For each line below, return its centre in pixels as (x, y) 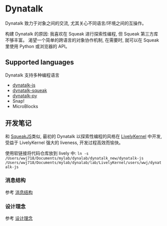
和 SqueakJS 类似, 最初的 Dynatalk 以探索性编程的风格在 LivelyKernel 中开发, (83, 136)
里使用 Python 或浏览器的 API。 (37, 46)
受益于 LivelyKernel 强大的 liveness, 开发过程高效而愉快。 (64, 142)
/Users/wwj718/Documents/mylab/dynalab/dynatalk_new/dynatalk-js (74, 158)
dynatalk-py (25, 95)
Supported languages (40, 62)
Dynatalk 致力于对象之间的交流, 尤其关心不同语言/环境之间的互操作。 (76, 23)
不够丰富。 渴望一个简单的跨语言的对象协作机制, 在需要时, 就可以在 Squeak (82, 40)
